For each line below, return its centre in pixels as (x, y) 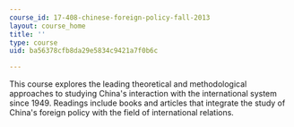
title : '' (28, 34)
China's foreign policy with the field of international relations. (122, 113)
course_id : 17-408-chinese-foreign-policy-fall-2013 (110, 17)
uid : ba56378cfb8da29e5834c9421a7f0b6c (84, 51)
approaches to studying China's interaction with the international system (143, 94)
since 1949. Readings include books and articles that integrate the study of (147, 103)
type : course (34, 42)
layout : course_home (48, 26)
